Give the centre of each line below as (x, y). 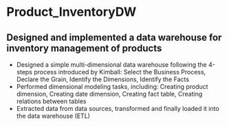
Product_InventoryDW (72, 12)
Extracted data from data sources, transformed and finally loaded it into (118, 108)
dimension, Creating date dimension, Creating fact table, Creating (109, 94)
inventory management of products (84, 48)
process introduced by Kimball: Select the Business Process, (120, 72)
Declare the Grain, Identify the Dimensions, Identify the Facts (103, 79)
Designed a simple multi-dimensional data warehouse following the (111, 65)
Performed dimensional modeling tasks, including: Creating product (112, 86)
